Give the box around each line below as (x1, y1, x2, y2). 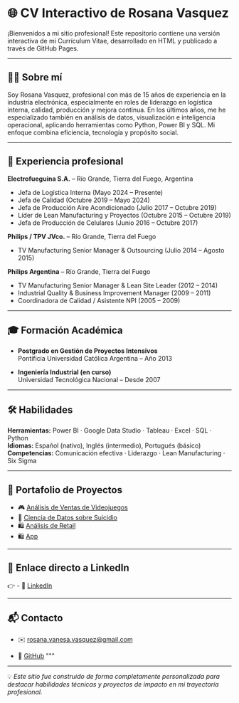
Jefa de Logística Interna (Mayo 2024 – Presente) (17, 188, 164, 196)
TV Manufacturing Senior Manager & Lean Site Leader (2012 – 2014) (17, 281, 218, 290)
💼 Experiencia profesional (7, 155, 124, 168)
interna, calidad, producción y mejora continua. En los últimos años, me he (7, 105, 226, 114)
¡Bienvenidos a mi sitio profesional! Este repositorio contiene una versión (7, 28, 221, 37)
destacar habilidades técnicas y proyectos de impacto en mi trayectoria (7, 680, 219, 688)
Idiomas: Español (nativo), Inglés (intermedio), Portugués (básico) (7, 441, 201, 450)
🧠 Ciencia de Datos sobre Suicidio (17, 514, 117, 522)
